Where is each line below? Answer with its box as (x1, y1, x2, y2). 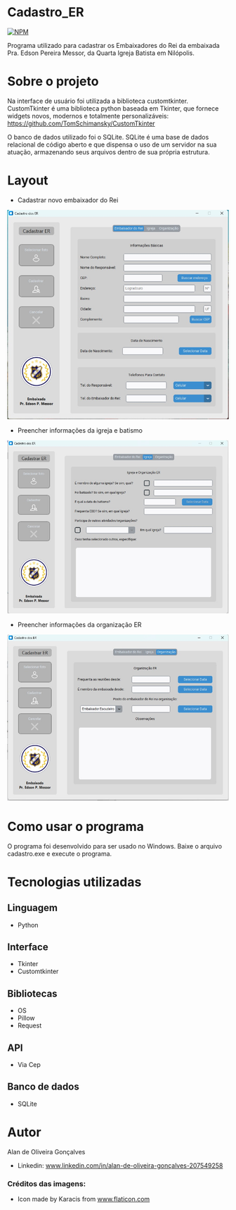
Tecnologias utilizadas (7, 874, 142, 890)
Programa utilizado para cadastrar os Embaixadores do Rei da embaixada (7, 41, 220, 49)
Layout (7, 173, 48, 189)
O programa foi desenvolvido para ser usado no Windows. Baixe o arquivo (7, 841, 223, 850)
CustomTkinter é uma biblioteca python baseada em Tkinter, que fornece (7, 104, 219, 113)
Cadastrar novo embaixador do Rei (17, 195, 119, 204)
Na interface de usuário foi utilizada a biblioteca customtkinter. (7, 97, 188, 105)
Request (17, 1021, 42, 1030)
